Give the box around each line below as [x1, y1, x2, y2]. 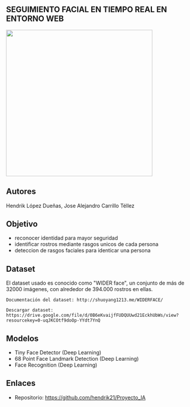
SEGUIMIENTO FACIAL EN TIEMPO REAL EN [6, 5, 167, 15]
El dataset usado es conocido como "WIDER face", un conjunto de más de [6, 279, 185, 286]
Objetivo [6, 219, 38, 229]
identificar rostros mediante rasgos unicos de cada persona [14, 241, 159, 248]
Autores [6, 187, 36, 197]
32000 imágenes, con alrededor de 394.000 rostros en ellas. [6, 286, 153, 293]
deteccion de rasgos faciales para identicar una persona [14, 247, 151, 254]
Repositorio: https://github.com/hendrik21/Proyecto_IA [14, 394, 146, 401]
